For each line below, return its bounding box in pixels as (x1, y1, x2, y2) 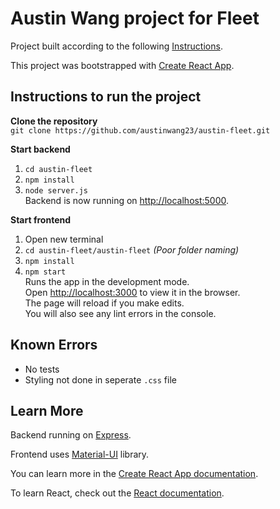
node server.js (24, 185, 89, 196)
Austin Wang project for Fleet (10, 7, 260, 30)
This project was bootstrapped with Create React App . (10, 59, 235, 71)
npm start (24, 267, 67, 277)
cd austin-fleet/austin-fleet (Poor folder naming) (24, 243, 240, 256)
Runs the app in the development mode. (24, 275, 190, 287)
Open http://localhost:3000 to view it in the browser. (24, 286, 241, 298)
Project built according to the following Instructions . (10, 40, 223, 52)
